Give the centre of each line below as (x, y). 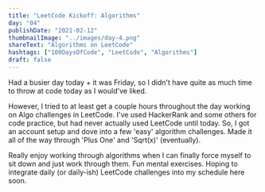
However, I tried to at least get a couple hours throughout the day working (129, 106)
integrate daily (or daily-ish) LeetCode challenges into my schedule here (127, 172)
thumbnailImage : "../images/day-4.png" (74, 38)
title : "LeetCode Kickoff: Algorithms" (74, 15)
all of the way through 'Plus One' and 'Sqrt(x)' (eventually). (105, 140)
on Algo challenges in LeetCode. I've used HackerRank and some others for (132, 114)
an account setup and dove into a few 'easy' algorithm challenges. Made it (130, 131)
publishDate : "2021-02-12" (53, 30)
